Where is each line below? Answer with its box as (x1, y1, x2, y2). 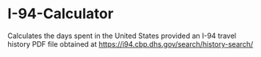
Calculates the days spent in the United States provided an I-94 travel (7, 31, 237, 40)
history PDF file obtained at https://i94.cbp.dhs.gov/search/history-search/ (7, 39, 254, 48)
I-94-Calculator (7, 5, 114, 23)
